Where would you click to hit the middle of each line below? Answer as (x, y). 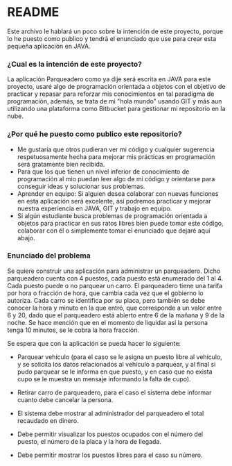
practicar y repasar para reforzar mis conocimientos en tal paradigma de (111, 94)
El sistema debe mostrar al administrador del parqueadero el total (110, 413)
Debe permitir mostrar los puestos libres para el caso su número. (110, 455)
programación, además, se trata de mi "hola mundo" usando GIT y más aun (115, 101)
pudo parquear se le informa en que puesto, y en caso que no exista (115, 372)
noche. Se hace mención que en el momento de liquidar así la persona (108, 322)
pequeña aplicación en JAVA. (49, 46)
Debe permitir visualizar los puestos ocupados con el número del (110, 434)
